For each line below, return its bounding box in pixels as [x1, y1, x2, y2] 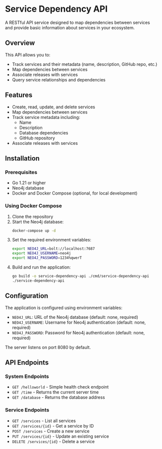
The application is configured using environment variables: [5, 305, 123, 311]
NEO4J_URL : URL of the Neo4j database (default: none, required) [12, 314, 138, 320]
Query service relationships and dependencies [12, 77, 106, 82]
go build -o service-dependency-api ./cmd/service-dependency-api [12, 274, 149, 279]
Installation [5, 154, 40, 162]
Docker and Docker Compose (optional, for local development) [12, 190, 138, 196]
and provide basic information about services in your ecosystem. [5, 24, 135, 30]
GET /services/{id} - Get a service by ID [12, 423, 94, 429]
